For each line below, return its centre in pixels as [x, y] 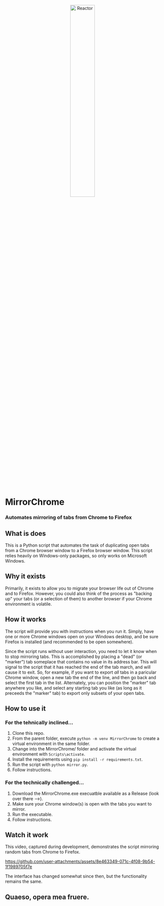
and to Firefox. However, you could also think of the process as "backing [79, 594]
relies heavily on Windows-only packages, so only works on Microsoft [76, 556]
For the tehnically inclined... [39, 722]
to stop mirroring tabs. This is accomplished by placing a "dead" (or [74, 656]
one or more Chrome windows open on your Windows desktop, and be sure [82, 636]
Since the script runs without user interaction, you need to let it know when [81, 651]
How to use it [26, 708]
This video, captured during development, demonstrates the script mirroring [82, 847]
